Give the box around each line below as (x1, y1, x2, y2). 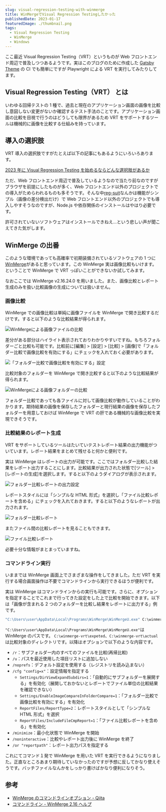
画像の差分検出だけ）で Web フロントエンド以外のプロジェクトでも (18, 196, 156, 202)
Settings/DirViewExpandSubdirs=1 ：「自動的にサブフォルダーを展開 (19, 674, 156, 680)
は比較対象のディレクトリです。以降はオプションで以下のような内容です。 (5, 639, 156, 645)
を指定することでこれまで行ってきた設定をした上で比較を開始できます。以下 (5, 595, 161, 601)
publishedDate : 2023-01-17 (5, 16, 61, 21)
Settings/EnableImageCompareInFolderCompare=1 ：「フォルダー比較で (19, 692, 159, 698)
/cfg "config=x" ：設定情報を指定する (12, 668, 89, 674)
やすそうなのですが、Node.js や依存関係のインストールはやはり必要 (13, 202, 152, 208)
